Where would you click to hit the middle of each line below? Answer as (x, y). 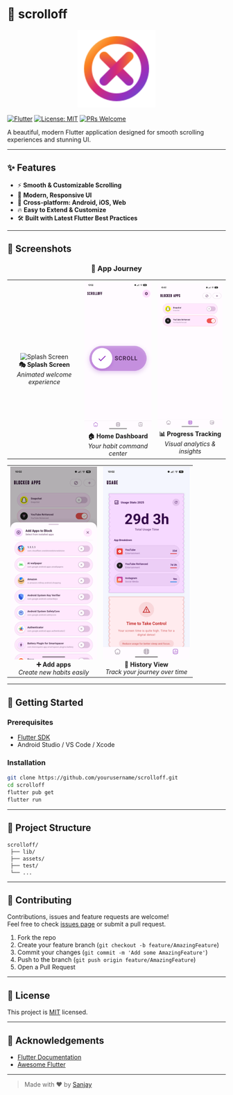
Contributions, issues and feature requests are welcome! (88, 917)
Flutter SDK (34, 737)
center (118, 454)
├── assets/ (27, 859)
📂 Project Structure (49, 828)
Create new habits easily (54, 672)
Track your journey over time (146, 672)
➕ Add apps (54, 664)
